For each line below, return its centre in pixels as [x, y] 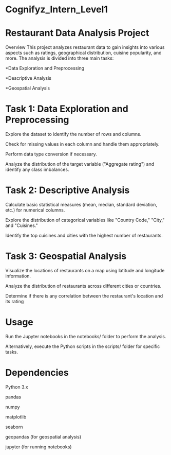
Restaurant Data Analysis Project [77, 33]
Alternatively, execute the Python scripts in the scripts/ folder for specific [83, 346]
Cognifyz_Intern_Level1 [56, 10]
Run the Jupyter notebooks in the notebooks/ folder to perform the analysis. [86, 336]
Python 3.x [17, 387]
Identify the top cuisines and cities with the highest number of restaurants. [84, 235]
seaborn [14, 427]
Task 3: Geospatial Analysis [66, 256]
